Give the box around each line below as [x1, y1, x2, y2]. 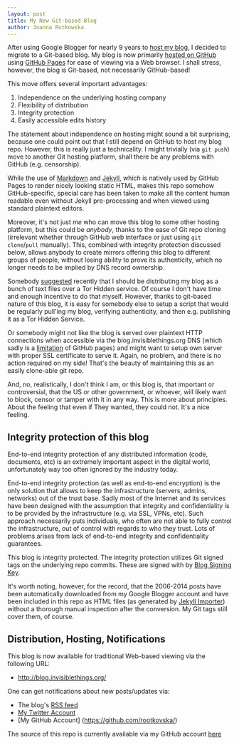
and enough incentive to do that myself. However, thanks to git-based [7, 292, 212, 301]
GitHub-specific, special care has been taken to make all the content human [7, 189, 230, 198]
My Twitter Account [17, 709, 76, 717]
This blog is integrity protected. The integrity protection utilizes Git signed [7, 553, 224, 562]
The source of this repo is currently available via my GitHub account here [7, 730, 222, 738]
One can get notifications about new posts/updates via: [7, 687, 170, 695]
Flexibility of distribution [17, 101, 89, 110]
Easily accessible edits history [17, 116, 107, 125]
